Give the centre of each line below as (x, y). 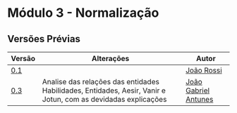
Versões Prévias (44, 39)
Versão (23, 59)
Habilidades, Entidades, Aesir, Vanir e (104, 91)
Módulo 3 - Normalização (83, 13)
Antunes (200, 99)
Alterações (110, 59)
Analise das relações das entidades (101, 82)
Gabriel (198, 91)
